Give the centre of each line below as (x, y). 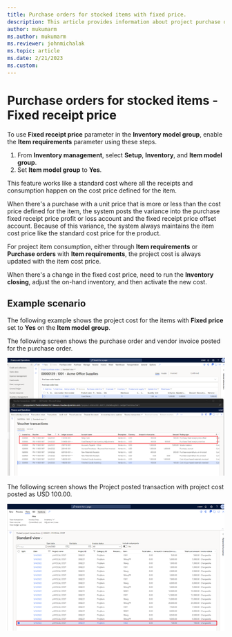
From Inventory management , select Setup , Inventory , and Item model (119, 155)
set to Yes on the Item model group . (59, 327)
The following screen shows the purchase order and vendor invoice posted (114, 341)
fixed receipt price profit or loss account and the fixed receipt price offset (112, 218)
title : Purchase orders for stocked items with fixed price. (97, 14)
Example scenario (47, 304)
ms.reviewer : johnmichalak (46, 44)
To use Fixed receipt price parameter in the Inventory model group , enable (115, 134)
